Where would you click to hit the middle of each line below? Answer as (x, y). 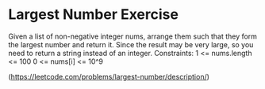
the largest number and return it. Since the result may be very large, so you (131, 44)
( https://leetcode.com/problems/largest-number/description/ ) (109, 76)
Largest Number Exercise (93, 15)
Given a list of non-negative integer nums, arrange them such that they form (133, 36)
